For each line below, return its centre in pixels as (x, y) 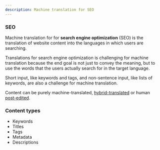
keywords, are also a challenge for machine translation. (61, 83)
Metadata (22, 137)
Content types (23, 111)
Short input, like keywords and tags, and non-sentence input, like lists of (79, 77)
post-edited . (18, 98)
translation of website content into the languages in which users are (74, 43)
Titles (18, 127)
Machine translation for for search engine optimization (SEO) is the (74, 37)
